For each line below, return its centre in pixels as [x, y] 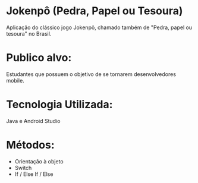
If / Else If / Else [34, 174]
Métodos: [30, 145]
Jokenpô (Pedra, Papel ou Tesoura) [95, 11]
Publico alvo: [39, 58]
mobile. [15, 80]
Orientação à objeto [39, 161]
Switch [23, 168]
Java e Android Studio [33, 121]
